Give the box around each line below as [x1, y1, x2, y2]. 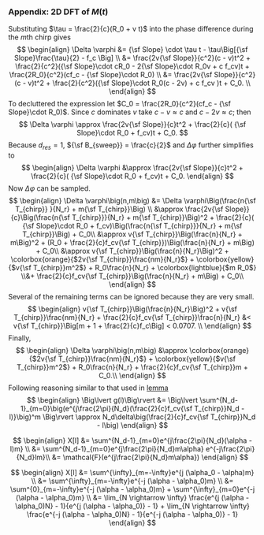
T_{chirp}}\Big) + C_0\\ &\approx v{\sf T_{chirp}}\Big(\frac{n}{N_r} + [22, 229, 243, 239]
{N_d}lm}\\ [16, 452, 50, 463]
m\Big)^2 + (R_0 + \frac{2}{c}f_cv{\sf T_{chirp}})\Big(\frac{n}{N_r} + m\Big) [10, 238, 255, 247]
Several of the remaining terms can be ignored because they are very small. [8, 292, 255, 302]
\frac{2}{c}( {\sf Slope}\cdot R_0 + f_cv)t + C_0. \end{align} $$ [31, 172, 234, 181]
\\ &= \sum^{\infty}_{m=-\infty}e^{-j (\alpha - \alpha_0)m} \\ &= [31, 476, 234, 486]
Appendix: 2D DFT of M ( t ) [8, 6, 109, 17]
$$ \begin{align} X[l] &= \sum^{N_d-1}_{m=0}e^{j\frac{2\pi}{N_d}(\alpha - [13, 436, 252, 445]
